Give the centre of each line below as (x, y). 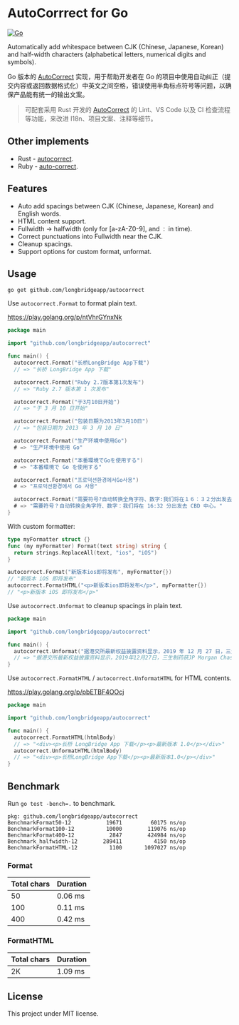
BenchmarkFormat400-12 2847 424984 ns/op (97, 835)
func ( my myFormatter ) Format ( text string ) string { (87, 546)
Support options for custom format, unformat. (84, 251)
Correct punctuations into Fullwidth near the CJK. (90, 236)
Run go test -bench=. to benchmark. (62, 803)
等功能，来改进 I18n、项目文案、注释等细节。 (91, 118)
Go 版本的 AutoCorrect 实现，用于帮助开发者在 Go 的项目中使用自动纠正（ (116, 76)
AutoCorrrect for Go (68, 13)
